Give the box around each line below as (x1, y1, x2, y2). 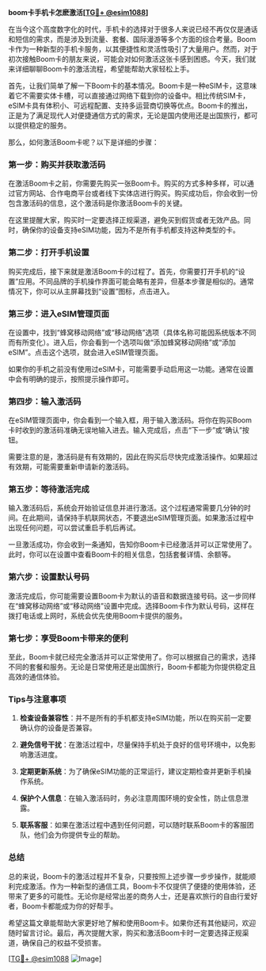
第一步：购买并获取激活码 (8, 159, 106, 170)
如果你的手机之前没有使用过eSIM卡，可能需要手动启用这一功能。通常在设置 (8, 364, 254, 373)
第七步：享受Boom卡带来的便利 (8, 633, 129, 644)
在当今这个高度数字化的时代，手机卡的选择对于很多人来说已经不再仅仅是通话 (8, 25, 258, 34)
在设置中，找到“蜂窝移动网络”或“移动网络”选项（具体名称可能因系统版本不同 (8, 327, 256, 337)
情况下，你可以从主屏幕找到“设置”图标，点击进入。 (8, 286, 174, 296)
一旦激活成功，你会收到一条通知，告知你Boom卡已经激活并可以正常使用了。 (8, 540, 256, 549)
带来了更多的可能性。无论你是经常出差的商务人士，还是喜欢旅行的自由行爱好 (8, 891, 258, 900)
